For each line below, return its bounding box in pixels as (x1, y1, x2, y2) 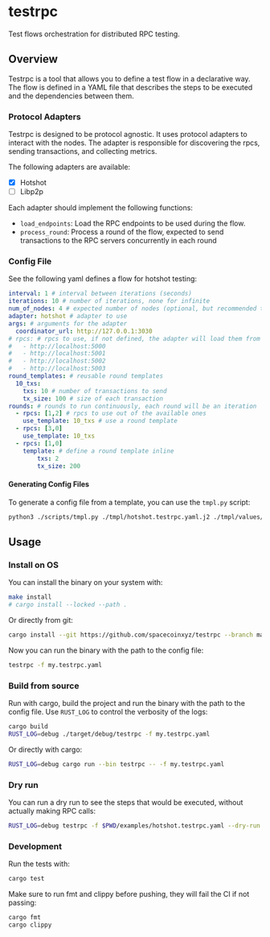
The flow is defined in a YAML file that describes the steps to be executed (8, 82, 253, 92)
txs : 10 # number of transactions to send (22, 387, 167, 395)
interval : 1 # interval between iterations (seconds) (8, 289, 193, 298)
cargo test (8, 875, 45, 883)
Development (8, 840, 63, 852)
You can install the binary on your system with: (8, 578, 163, 587)
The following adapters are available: (8, 162, 131, 172)
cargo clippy (8, 921, 52, 929)
